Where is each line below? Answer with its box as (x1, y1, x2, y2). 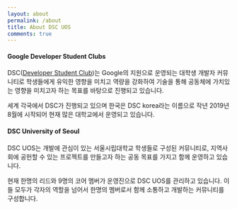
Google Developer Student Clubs (7, 52, 106, 60)
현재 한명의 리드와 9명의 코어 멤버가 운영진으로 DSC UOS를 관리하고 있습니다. (7, 176, 223, 185)
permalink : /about (7, 17, 62, 24)
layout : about (7, 10, 50, 18)
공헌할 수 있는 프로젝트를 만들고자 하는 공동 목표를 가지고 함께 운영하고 (20, 152, 215, 161)
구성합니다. (7, 194, 38, 203)
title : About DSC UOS (7, 23, 71, 30)
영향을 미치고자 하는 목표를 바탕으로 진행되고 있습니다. (14, 86, 164, 95)
